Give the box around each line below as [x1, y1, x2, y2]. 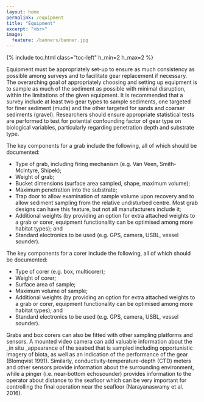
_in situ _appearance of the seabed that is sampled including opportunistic [6, 344, 193, 352]
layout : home [6, 9, 40, 15]
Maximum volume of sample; [15, 287, 88, 294]
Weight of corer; [15, 274, 57, 282]
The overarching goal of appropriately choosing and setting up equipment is [6, 78, 198, 86]
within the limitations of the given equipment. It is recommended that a [6, 92, 183, 99]
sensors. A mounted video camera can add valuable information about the [6, 338, 193, 345]
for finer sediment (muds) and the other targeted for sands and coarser [6, 105, 185, 111]
